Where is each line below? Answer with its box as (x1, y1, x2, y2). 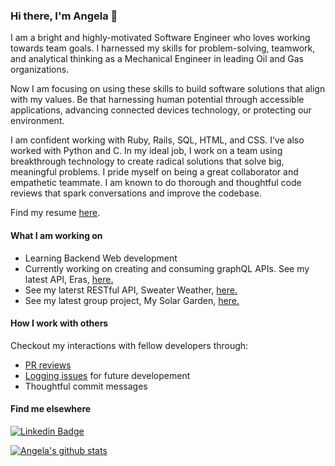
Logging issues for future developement (24, 369, 191, 381)
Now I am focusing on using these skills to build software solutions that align (10, 83, 326, 95)
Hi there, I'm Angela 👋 (10, 9, 118, 23)
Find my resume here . (10, 207, 101, 219)
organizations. (10, 64, 70, 76)
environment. (10, 115, 65, 127)
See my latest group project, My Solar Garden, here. (24, 294, 240, 306)
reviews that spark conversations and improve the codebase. (10, 187, 262, 199)
